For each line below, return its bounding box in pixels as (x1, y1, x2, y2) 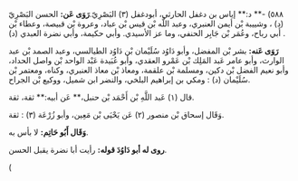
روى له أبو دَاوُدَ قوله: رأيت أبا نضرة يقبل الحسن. (8, 145, 168, 155)
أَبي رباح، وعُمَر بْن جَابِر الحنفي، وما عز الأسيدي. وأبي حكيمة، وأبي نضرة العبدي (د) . (8, 28, 286, 38)
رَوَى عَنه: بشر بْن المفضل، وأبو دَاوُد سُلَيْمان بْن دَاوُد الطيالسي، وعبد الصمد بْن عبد (8, 45, 279, 56)
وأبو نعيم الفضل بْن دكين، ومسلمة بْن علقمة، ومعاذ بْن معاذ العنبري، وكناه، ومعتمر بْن (8, 64, 289, 75)
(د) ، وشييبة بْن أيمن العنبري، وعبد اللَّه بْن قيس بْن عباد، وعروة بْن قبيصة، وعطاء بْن (8, 18, 284, 29)
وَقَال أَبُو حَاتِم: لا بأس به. (8, 127, 89, 138)
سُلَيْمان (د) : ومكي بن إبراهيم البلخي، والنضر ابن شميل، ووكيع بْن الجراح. (8, 74, 251, 85)
